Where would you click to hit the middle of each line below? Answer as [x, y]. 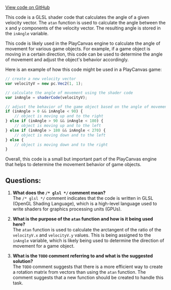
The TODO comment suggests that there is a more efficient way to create [88, 267]
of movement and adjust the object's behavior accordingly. [67, 60]
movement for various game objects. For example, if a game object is [78, 49]
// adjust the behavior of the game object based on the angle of [77, 107]
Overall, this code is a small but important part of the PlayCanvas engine [81, 159]
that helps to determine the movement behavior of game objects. [73, 165]
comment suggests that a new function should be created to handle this [88, 278]
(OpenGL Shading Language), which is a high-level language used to [85, 204]
